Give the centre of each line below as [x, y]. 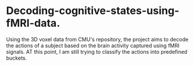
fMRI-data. [33, 23]
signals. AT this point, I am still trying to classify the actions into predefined [97, 51]
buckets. [17, 58]
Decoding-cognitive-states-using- [93, 11]
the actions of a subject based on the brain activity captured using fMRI [93, 46]
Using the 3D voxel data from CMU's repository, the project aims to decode [97, 39]
